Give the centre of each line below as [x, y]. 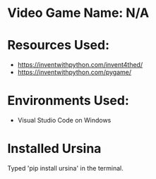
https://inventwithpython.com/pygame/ [74, 73]
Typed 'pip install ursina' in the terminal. [65, 168]
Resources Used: [59, 45]
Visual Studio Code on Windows [64, 121]
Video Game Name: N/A [78, 13]
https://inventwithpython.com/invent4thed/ [80, 65]
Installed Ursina [54, 149]
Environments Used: [68, 101]
